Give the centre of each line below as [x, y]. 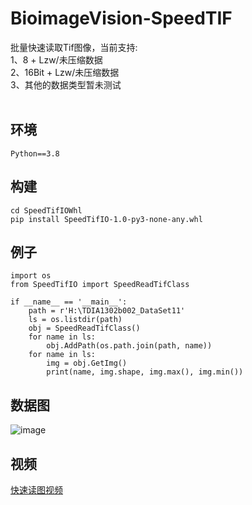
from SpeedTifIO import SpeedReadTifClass [100, 285]
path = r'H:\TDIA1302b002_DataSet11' [107, 311]
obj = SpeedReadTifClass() [84, 328]
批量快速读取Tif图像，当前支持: [74, 47]
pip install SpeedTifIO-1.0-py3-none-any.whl [106, 219]
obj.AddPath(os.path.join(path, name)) [129, 346]
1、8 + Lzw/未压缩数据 [56, 59]
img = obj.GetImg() [87, 363]
